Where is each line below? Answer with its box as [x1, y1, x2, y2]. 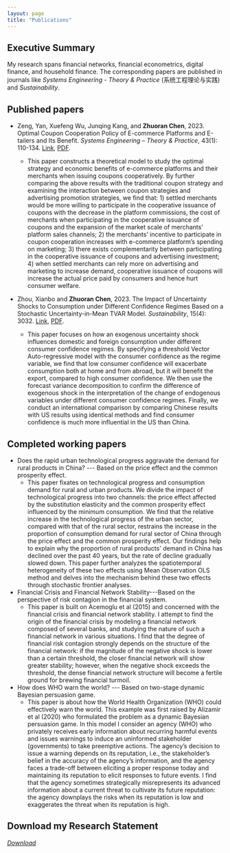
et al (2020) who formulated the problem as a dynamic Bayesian [27, 712, 209, 721]
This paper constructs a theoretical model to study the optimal [27, 157, 204, 165]
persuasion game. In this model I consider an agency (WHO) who [27, 719, 212, 728]
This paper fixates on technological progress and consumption [27, 478, 205, 486]
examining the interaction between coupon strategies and [27, 187, 191, 195]
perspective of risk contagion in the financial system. [16, 595, 168, 604]
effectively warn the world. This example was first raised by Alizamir [27, 705, 221, 713]
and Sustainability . [7, 83, 60, 92]
